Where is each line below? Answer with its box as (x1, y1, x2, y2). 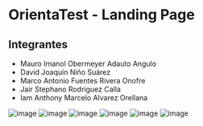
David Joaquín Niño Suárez (19, 67, 111, 77)
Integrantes (8, 38, 68, 51)
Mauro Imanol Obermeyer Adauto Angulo (19, 59, 157, 68)
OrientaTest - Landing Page (8, 6, 195, 24)
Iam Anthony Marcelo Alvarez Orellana (19, 93, 148, 102)
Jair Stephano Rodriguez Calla (19, 84, 121, 94)
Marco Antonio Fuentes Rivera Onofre (19, 76, 146, 85)
